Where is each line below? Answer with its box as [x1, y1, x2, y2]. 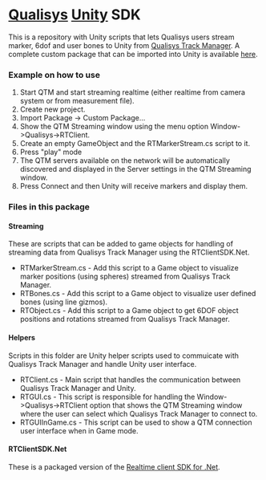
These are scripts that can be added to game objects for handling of [8, 239, 234, 249]
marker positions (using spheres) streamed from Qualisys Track [19, 271, 231, 282]
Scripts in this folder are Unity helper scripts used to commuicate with [8, 351, 239, 360]
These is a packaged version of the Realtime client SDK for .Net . [8, 462, 220, 471]
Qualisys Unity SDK [8, 6, 142, 24]
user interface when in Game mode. [19, 425, 139, 435]
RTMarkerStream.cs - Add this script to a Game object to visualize [19, 263, 239, 273]
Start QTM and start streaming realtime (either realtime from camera [19, 87, 246, 97]
